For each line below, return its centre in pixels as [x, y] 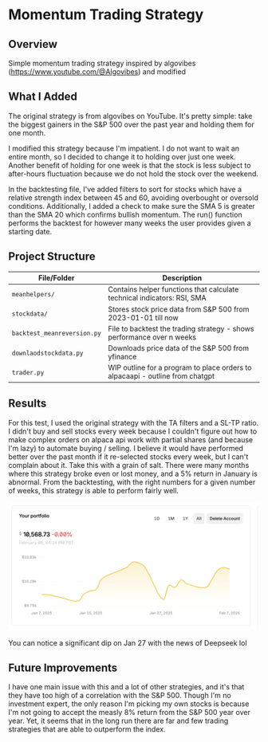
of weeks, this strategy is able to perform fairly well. [94, 490]
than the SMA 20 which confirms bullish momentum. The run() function [125, 214]
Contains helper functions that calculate [173, 289]
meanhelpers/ [33, 294]
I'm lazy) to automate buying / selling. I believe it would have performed [126, 448]
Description [182, 278]
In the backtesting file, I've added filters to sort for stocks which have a [125, 189]
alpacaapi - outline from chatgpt [161, 376]
